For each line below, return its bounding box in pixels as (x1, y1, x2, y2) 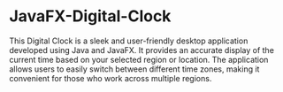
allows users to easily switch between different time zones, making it (9, 64, 260, 74)
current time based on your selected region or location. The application (9, 54, 269, 65)
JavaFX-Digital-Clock (9, 6, 172, 27)
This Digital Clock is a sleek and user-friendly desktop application (9, 35, 249, 46)
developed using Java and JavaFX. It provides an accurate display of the (9, 44, 274, 55)
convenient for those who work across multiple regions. (9, 73, 212, 83)
